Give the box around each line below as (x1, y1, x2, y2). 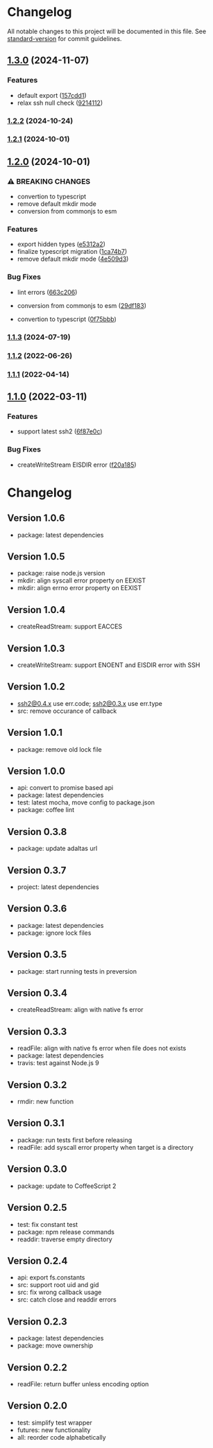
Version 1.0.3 (7, 642, 65, 654)
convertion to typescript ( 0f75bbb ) (17, 315, 117, 323)
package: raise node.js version (17, 569, 105, 578)
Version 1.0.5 (7, 551, 65, 562)
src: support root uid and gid (17, 1281, 99, 1289)
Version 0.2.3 (7, 1316, 67, 1327)
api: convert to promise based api (17, 784, 114, 792)
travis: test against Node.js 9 (17, 1059, 99, 1067)
